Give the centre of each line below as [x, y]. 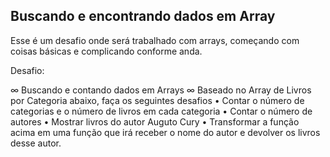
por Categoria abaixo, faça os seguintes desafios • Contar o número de [157, 100]
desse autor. [36, 143]
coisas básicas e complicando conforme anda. [106, 51]
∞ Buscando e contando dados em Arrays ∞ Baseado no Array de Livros [161, 90]
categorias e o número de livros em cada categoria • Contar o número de [161, 111]
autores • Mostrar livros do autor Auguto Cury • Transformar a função [155, 121]
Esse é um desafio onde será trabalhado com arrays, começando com [155, 40]
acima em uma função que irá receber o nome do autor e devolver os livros [165, 132]
